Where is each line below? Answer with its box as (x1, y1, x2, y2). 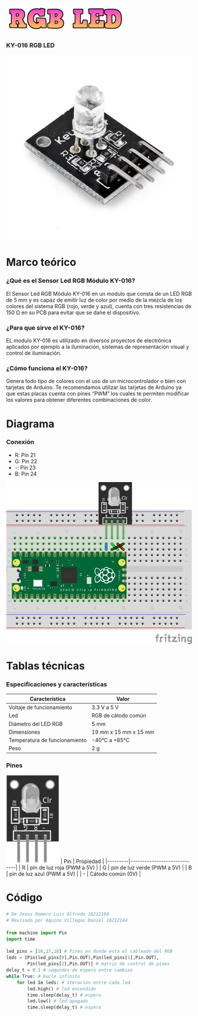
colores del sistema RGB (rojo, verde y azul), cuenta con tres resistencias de (6, 302, 192, 309)
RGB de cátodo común (91, 712, 146, 719)
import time (6, 936, 35, 942)
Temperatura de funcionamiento (8, 737, 87, 744)
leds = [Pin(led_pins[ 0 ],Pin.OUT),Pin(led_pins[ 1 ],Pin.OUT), (6, 955, 160, 961)
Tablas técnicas (6, 659, 85, 673)
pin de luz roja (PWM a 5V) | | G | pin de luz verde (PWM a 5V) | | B (29, 864, 192, 871)
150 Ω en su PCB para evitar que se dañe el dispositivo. (6, 309, 141, 316)
